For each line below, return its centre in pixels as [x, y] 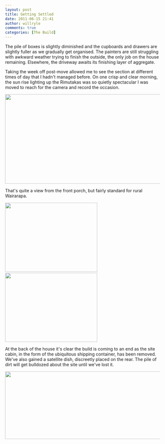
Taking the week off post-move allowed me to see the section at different [79, 72]
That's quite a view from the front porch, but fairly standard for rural [74, 191]
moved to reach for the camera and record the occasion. [62, 87]
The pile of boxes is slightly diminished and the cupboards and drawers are [81, 46]
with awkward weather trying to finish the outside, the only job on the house [82, 57]
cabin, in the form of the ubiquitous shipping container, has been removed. [81, 354]
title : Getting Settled [29, 14]
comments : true [21, 28]
